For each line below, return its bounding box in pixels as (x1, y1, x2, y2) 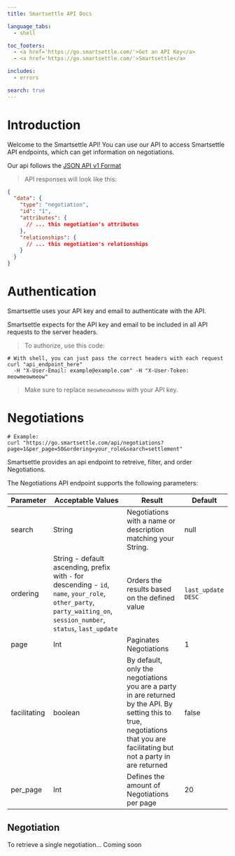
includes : (7, 68, 36, 75)
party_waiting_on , (52, 606, 113, 616)
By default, (127, 655, 162, 665)
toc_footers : (7, 42, 45, 49)
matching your (127, 533, 175, 543)
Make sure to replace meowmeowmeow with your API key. (24, 386, 178, 394)
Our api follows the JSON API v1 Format (7, 161, 122, 170)
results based (127, 584, 171, 594)
